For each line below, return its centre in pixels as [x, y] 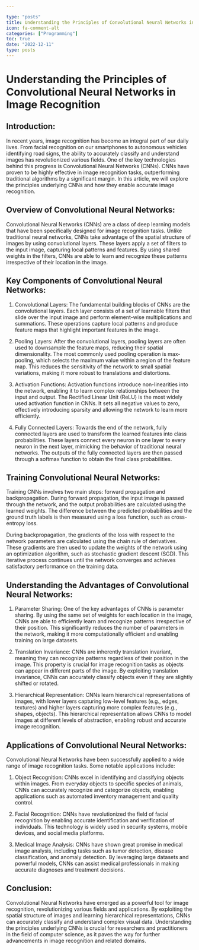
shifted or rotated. [37, 683]
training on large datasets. [46, 640]
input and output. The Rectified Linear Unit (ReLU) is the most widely [98, 397]
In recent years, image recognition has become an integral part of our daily [97, 141]
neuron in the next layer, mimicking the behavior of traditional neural [98, 446]
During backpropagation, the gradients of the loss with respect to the [90, 535]
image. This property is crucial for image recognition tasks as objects [99, 665]
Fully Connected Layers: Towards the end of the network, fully [91, 427]
